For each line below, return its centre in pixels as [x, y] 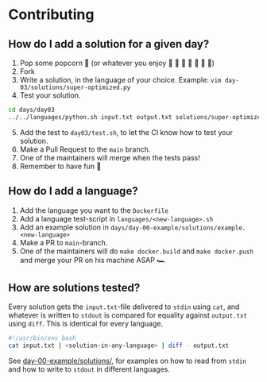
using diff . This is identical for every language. [86, 324]
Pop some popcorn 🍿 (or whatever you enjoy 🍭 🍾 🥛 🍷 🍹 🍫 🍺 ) [117, 63]
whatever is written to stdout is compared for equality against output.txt [128, 315]
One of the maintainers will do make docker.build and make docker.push [137, 251]
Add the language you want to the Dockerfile [94, 210]
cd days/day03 [32, 110]
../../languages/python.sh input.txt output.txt [90, 117]
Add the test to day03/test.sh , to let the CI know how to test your [126, 132]
